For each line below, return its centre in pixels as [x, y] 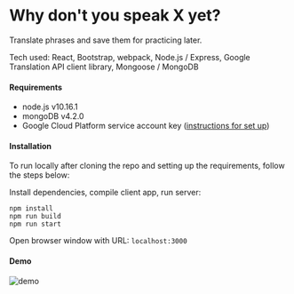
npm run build [36, 217]
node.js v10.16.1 [50, 107]
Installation [30, 146]
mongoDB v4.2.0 [53, 116]
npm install [31, 209]
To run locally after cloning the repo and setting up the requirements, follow [147, 166]
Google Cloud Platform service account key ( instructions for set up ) [146, 126]
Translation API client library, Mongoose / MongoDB [104, 67]
